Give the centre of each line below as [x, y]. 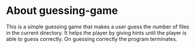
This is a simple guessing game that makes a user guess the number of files [98, 27]
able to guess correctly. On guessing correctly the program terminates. [92, 39]
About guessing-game [62, 11]
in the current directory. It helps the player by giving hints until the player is [96, 32]
